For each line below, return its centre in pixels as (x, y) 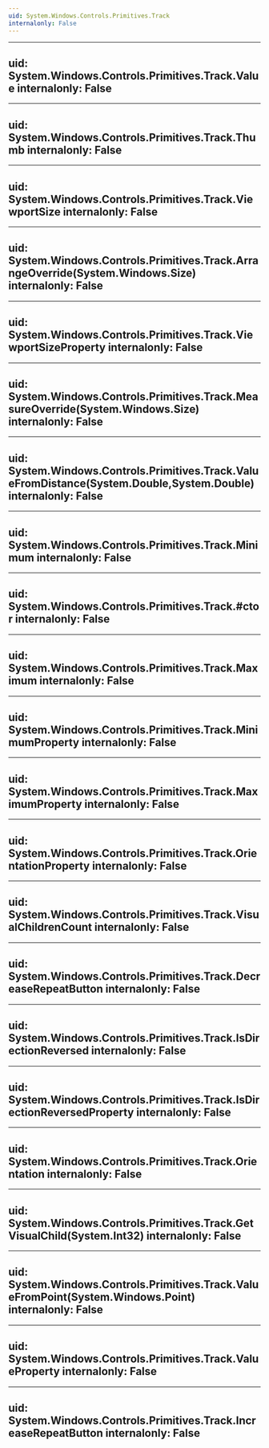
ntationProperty (49, 865)
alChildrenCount (50, 927)
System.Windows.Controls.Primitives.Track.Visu (134, 915)
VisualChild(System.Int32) (76, 1236)
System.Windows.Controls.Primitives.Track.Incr (132, 1420)
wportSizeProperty (57, 347)
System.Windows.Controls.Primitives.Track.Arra (133, 261)
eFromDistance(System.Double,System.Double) (131, 483)
